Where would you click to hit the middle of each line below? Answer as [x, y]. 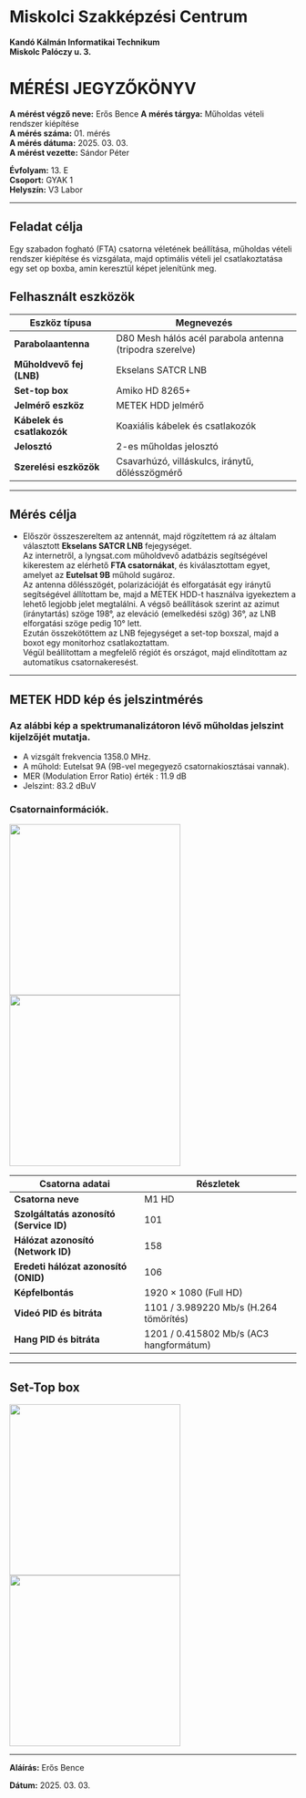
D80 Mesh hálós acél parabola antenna [200, 337]
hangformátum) [178, 1345]
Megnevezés [204, 323]
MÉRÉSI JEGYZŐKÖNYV [103, 89]
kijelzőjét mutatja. [50, 737]
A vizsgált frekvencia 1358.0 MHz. [87, 757]
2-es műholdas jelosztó [167, 446]
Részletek [218, 1184]
